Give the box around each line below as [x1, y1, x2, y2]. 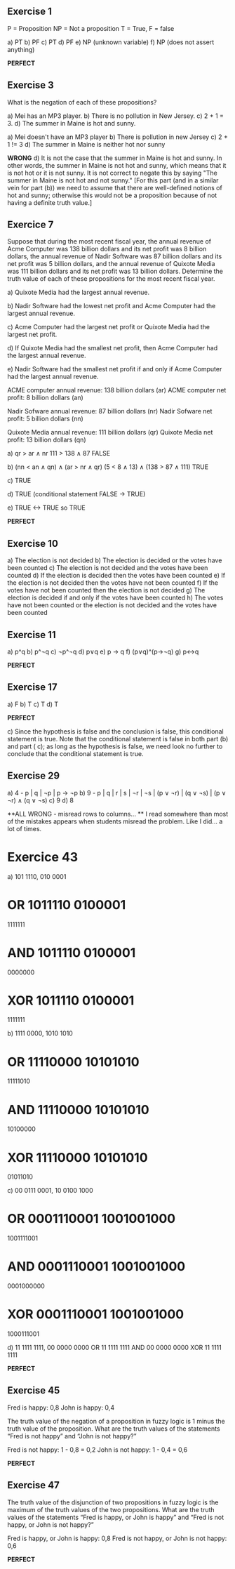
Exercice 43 [7, 849, 79, 865]
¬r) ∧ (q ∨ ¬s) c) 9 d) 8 [7, 796, 74, 805]
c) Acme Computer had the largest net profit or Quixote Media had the [7, 323, 210, 331]
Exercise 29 [7, 770, 60, 782]
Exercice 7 [7, 219, 54, 231]
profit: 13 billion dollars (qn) [7, 435, 86, 444]
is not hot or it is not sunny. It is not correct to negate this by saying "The [7, 168, 217, 177]
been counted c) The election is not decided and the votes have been [7, 564, 208, 572]
